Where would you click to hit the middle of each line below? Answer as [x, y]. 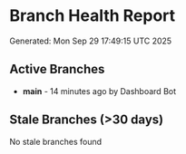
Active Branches [57, 69]
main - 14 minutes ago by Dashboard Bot [99, 91]
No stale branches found [56, 141]
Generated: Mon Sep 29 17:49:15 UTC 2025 [91, 41]
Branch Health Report [93, 16]
